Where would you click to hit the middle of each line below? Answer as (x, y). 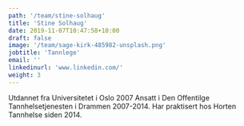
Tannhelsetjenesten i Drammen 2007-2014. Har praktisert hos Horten (122, 106)
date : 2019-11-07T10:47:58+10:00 (64, 30)
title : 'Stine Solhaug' (48, 23)
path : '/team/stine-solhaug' (57, 16)
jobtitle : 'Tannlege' (44, 53)
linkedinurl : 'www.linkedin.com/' (66, 68)
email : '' (25, 61)
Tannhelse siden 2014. (45, 114)
